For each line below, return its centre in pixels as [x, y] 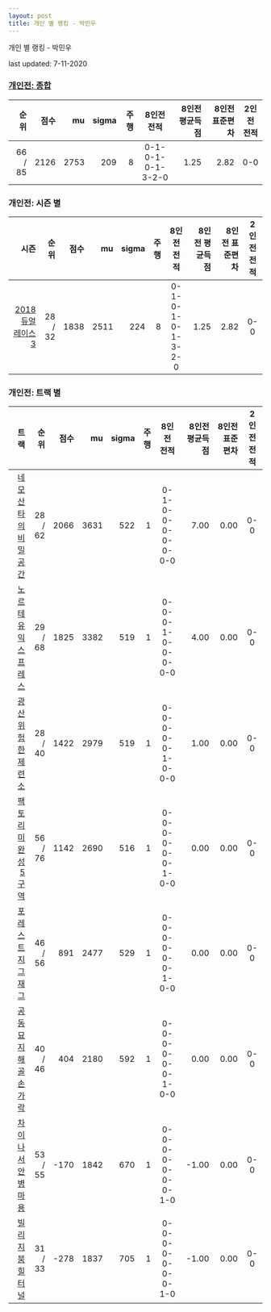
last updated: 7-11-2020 [48, 63]
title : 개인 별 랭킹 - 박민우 [52, 23]
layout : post [30, 16]
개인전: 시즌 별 [35, 203]
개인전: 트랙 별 [35, 393]
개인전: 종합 [30, 86]
